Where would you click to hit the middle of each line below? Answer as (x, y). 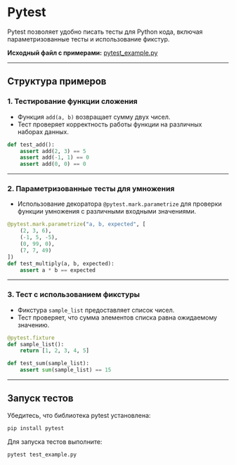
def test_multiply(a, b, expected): (61, 263)
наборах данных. (43, 131)
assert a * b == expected (58, 270)
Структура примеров (57, 81)
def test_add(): (31, 145)
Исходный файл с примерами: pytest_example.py (83, 53)
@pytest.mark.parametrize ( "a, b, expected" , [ (77, 224)
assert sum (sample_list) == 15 (66, 370)
